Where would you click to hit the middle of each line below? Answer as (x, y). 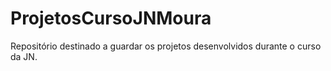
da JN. (24, 56)
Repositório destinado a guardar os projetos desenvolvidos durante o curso (166, 46)
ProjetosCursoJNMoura (111, 18)
